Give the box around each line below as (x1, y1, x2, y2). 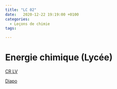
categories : (5, 16, 30, 21)
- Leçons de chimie (9, 21, 50, 26)
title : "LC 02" (5, 7, 37, 12)
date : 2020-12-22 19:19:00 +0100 (5, 12, 79, 17)
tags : (5, 26, 16, 31)
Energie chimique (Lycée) (5, 52, 113, 63)
